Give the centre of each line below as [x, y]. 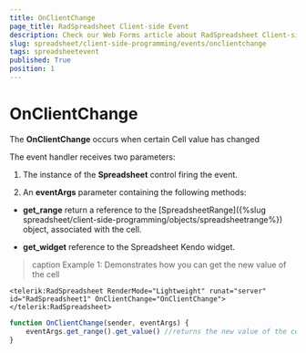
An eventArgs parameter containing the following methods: [134, 192]
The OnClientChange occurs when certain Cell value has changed [134, 139]
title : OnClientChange [52, 18]
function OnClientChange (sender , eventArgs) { [99, 323]
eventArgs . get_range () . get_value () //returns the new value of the [156, 331]
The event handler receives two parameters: [92, 157]
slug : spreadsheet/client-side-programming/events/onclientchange [138, 43]
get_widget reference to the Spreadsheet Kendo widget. [128, 246]
